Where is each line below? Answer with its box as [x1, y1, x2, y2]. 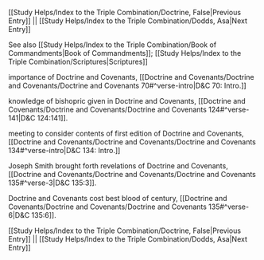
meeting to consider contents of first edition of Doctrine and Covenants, [8, 128, 244, 138]
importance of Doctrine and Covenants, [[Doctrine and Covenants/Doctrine [8, 73, 254, 81]
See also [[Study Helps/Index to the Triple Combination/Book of [8, 40, 217, 49]
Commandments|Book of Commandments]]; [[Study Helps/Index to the [8, 49, 242, 57]
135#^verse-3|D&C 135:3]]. [8, 178, 97, 187]
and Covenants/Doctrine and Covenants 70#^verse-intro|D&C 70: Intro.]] [8, 81, 247, 90]
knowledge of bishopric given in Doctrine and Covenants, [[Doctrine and [8, 97, 247, 105]
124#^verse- [208, 104, 250, 114]
